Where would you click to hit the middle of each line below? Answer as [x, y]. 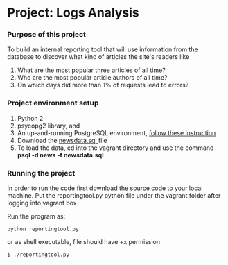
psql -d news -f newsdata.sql [60, 155]
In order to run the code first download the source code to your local [105, 188]
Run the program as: [36, 216]
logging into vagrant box [42, 203]
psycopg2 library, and [49, 126]
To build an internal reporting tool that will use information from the [103, 49]
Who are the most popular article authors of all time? [92, 78]
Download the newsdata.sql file [62, 140]
